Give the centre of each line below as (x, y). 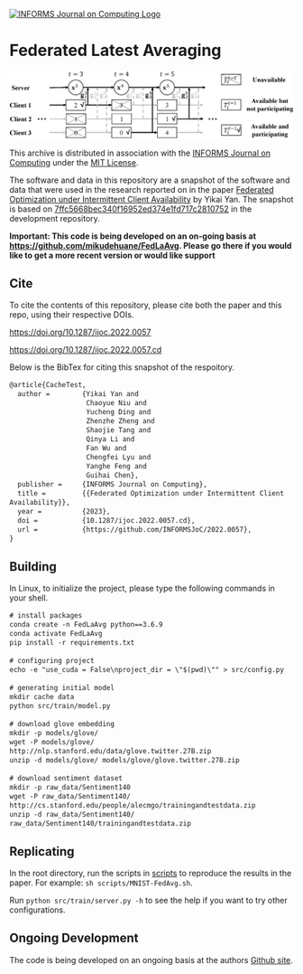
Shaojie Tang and (119, 430)
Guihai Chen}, (113, 476)
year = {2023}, (64, 512)
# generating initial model (62, 688)
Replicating (42, 851)
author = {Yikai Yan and (78, 394)
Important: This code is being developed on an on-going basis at (133, 236)
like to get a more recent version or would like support (112, 255)
